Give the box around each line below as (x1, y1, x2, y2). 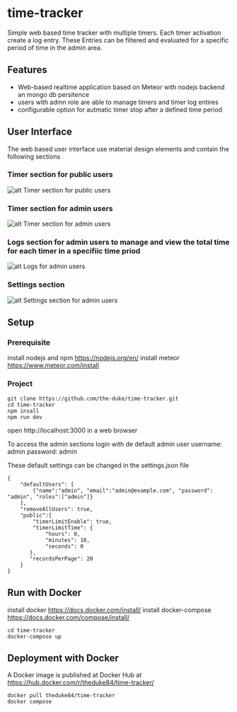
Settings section (7, 280, 65, 289)
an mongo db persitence (17, 90, 90, 98)
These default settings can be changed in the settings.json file (7, 461, 190, 469)
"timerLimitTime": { (33, 524, 93, 532)
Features (7, 64, 47, 76)
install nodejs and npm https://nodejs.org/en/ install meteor (7, 354, 180, 362)
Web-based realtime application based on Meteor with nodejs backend (17, 83, 225, 91)
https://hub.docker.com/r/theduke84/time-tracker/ (7, 678, 154, 687)
